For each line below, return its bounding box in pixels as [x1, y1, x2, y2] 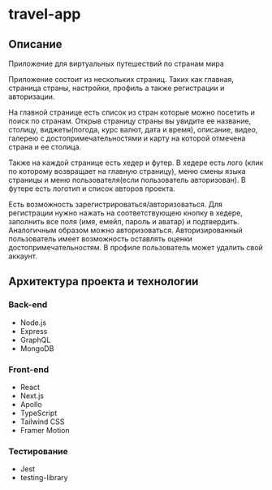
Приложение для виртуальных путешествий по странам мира [8, 59, 225, 68]
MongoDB [19, 343, 54, 353]
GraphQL [19, 335, 51, 345]
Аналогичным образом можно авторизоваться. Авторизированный [8, 225, 244, 235]
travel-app [8, 5, 81, 24]
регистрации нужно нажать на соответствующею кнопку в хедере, [8, 208, 244, 218]
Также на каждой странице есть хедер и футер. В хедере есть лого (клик [8, 158, 264, 167]
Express [19, 326, 48, 336]
